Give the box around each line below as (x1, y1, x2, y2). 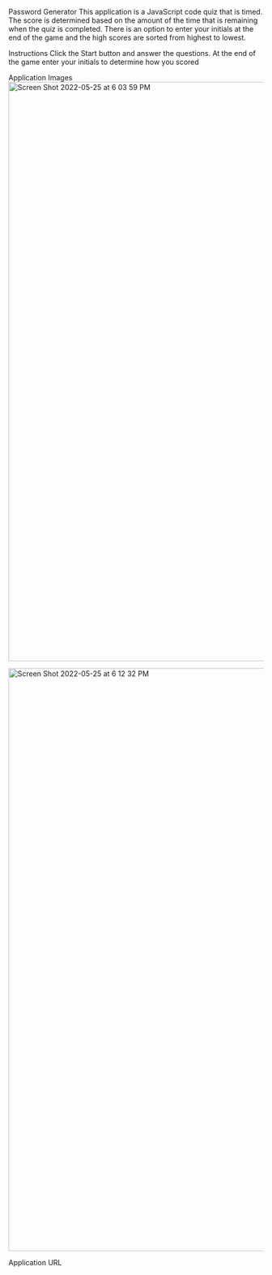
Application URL (8, 1258, 62, 1267)
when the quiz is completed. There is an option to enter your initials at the (8, 24, 254, 33)
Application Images (8, 73, 73, 82)
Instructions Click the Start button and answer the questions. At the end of (8, 49, 257, 58)
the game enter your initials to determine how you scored (8, 57, 200, 67)
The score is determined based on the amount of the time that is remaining (8, 15, 258, 25)
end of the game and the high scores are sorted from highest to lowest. (8, 32, 247, 42)
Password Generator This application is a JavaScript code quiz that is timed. (8, 7, 263, 16)
